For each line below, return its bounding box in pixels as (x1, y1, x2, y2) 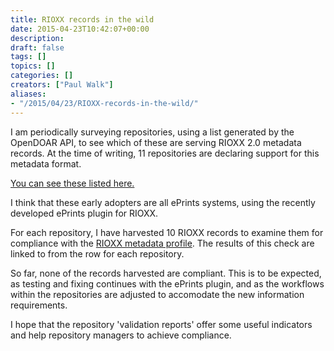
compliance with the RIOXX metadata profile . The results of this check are (10, 237, 315, 249)
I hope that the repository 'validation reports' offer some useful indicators (10, 318, 313, 330)
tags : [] (10, 52, 47, 62)
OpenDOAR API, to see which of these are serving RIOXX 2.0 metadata (10, 136, 302, 148)
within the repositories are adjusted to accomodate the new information (10, 288, 305, 300)
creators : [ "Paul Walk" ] (10, 80, 114, 90)
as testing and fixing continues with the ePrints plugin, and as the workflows (10, 277, 325, 290)
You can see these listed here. (10, 177, 135, 189)
